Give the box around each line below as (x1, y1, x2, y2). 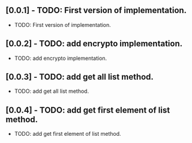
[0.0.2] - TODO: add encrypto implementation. (5, 39, 183, 49)
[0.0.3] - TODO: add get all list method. (5, 72, 154, 82)
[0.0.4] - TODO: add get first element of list (5, 105, 170, 115)
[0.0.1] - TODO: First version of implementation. (5, 5, 187, 16)
